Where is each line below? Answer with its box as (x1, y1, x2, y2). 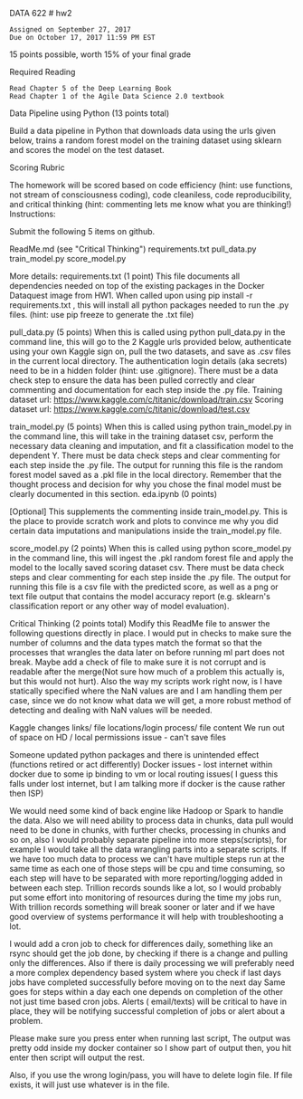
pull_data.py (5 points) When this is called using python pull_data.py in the (9, 327, 286, 338)
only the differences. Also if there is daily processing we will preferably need (9, 958, 295, 968)
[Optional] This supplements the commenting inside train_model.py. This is (9, 506, 288, 517)
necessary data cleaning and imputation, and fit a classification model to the (9, 441, 294, 451)
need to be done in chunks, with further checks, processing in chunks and (9, 825, 287, 836)
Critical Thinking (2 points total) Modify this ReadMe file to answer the (9, 618, 270, 628)
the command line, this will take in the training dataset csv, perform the (9, 431, 274, 442)
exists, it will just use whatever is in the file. (9, 1079, 170, 1090)
